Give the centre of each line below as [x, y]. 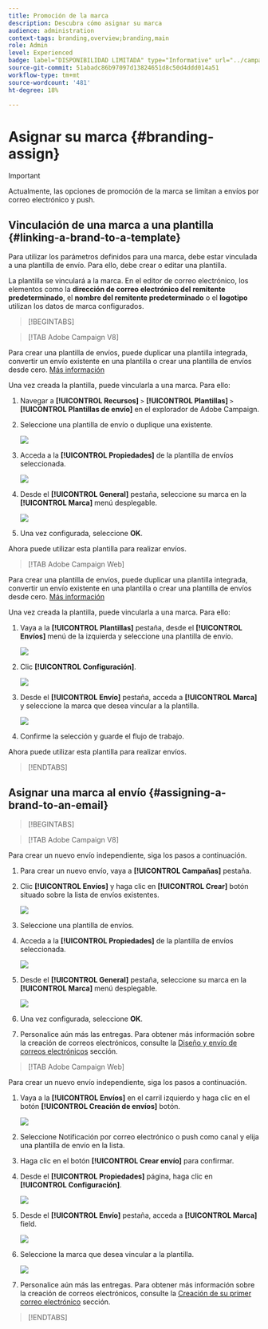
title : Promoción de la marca [59, 16]
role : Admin [28, 46]
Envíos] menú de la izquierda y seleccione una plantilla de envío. [126, 636]
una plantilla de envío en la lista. [72, 1145]
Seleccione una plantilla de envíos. [77, 925]
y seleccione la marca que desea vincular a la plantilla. [109, 706]
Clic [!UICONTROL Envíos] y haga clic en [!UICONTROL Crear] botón [134, 886]
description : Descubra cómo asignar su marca [85, 23]
